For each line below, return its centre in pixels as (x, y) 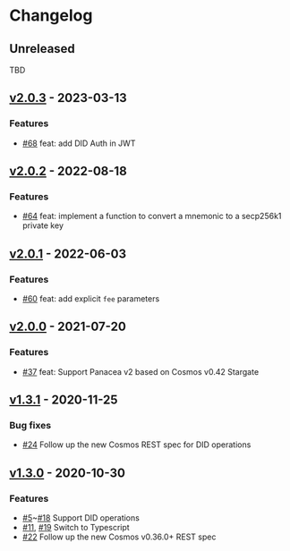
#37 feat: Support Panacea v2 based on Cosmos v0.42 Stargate (141, 371)
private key (43, 225)
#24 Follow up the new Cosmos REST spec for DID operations (136, 445)
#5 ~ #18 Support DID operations (81, 518)
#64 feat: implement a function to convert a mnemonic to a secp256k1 (152, 216)
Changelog (51, 16)
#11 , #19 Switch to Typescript (76, 528)
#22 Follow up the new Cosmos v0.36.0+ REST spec (119, 537)
